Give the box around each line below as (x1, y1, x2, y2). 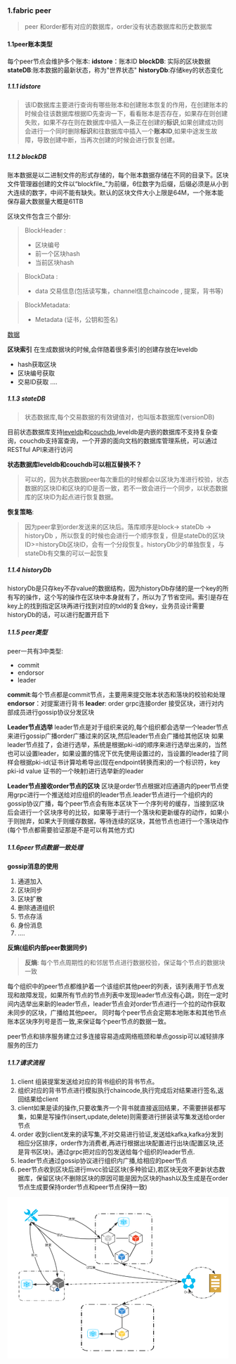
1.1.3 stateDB (7, 394, 46, 403)
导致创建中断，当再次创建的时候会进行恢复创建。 (37, 136, 179, 144)
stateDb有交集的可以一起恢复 (24, 549, 109, 557)
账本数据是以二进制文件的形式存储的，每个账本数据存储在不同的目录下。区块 (7, 171, 229, 179)
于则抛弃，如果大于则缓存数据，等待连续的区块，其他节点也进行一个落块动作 (7, 817, 229, 826)
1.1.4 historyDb (7, 566, 52, 574)
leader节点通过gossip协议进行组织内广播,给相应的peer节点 (17, 1157, 188, 1165)
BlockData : (24, 273, 58, 281)
